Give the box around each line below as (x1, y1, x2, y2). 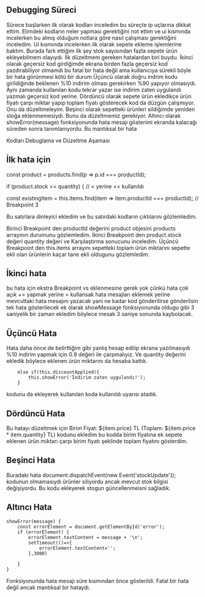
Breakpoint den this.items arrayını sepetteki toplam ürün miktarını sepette (6, 244, 190, 251)
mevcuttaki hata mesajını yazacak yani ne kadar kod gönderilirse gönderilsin (6, 298, 198, 305)
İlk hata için (6, 155, 51, 165)
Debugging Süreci (6, 5, 76, 15)
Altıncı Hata (6, 502, 52, 513)
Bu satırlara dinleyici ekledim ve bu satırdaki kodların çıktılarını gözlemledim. (6, 213, 197, 220)
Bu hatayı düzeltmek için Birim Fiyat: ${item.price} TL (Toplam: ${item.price (6, 425, 196, 432)
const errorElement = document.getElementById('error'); (17, 524, 165, 530)
